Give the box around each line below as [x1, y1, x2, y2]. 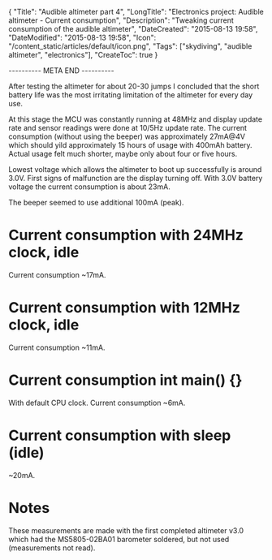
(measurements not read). [8, 543, 96, 553]
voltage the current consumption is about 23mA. [8, 182, 171, 192]
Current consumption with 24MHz [8, 226, 244, 244]
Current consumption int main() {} [8, 371, 243, 390]
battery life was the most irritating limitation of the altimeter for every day [8, 90, 253, 100]
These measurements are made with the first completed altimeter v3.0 [8, 525, 244, 535]
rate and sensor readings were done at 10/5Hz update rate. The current [8, 123, 248, 132]
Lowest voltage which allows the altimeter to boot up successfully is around [8, 165, 262, 174]
